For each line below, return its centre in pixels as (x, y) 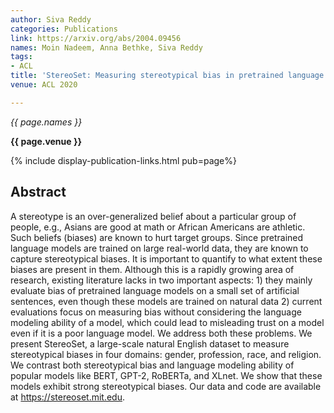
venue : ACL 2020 (44, 85)
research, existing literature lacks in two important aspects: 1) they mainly (161, 280)
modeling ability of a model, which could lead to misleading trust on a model (167, 322)
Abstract (38, 192)
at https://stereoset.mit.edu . (67, 397)
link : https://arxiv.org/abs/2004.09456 (96, 38)
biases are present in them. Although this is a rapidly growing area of (152, 269)
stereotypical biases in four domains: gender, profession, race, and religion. (166, 354)
